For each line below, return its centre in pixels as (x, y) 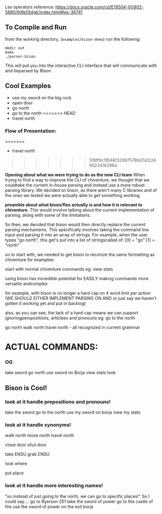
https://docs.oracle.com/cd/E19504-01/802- (100, 7)
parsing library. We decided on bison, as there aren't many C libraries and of (81, 190)
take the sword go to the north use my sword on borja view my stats (73, 413)
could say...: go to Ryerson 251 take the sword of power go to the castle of (79, 501)
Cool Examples (28, 86)
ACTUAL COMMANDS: (52, 347)
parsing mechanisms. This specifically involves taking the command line (77, 230)
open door (22, 103)
